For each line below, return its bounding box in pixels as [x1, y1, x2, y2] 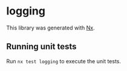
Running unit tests [6, 42, 77, 52]
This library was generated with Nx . [6, 24, 95, 31]
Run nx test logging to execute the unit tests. [6, 57, 122, 64]
